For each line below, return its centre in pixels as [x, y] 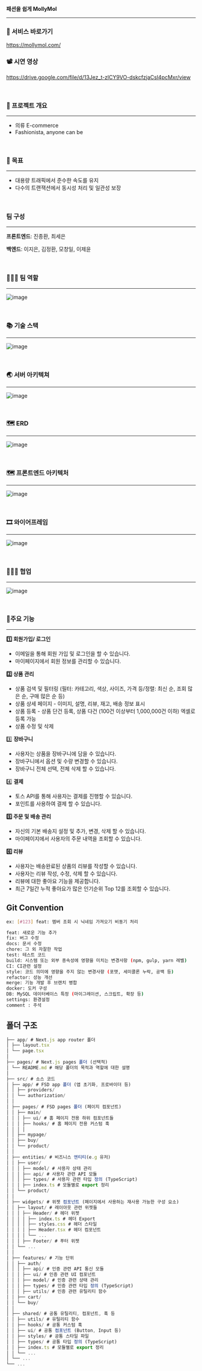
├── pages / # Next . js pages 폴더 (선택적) [57, 1062]
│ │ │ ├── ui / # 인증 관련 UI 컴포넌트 [51, 1275]
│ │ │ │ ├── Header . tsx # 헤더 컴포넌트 [54, 1230]
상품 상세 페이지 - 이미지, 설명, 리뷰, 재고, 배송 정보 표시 [80, 703]
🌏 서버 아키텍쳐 [28, 375]
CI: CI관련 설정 [24, 966]
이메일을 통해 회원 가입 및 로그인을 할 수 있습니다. [72, 653]
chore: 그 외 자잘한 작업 [34, 949]
